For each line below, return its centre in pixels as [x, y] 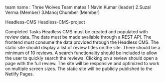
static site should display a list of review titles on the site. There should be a [83, 47]
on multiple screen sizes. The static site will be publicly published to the [79, 69]
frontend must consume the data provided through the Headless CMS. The [82, 42]
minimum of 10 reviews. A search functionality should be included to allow [81, 53]
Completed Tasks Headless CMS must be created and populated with [77, 32]
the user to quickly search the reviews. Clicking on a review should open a [82, 58]
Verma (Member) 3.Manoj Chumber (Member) [53, 12]
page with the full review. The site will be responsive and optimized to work [82, 63]
